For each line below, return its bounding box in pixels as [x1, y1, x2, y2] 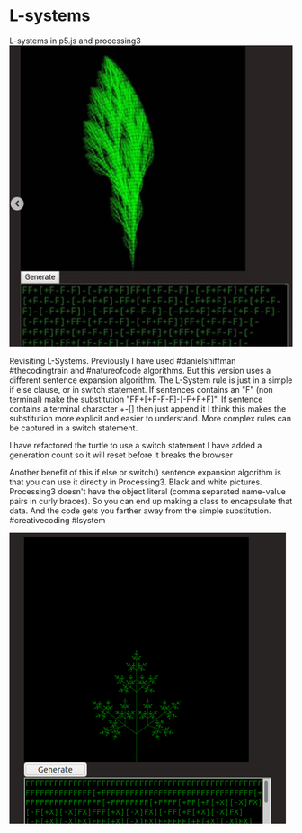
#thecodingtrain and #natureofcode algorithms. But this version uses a [9, 366, 271, 376]
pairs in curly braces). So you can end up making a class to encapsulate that [9, 496, 293, 507]
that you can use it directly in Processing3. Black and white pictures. [9, 476, 262, 487]
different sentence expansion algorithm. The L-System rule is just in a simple [9, 375, 293, 385]
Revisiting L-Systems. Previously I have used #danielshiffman [9, 356, 236, 367]
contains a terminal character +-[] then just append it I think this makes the [9, 403, 287, 414]
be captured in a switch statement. [9, 422, 138, 433]
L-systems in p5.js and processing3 [9, 35, 141, 46]
